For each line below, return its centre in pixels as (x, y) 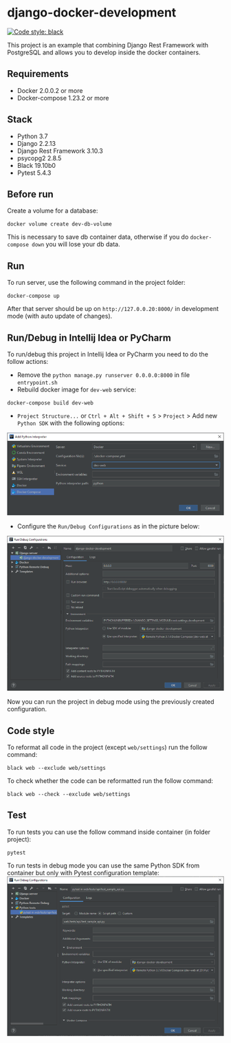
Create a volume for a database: (53, 211)
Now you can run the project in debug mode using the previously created (111, 702)
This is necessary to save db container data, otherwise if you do (98, 237)
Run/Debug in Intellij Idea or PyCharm (89, 337)
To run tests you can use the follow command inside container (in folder (109, 832)
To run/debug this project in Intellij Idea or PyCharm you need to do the (108, 354)
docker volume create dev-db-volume (59, 224)
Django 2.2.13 (36, 143)
